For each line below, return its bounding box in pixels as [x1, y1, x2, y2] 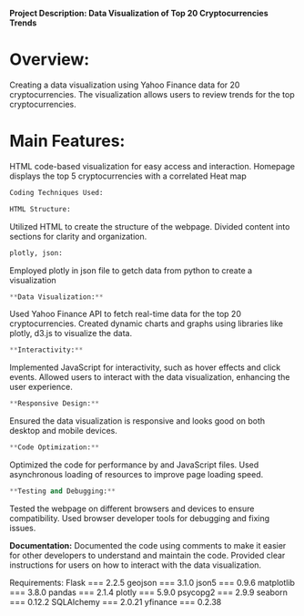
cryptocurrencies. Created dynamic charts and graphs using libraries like [9, 318, 284, 329]
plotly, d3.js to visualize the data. [9, 328, 133, 339]
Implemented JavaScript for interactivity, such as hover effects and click [9, 362, 281, 373]
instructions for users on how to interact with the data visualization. [9, 560, 262, 570]
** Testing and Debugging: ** [9, 487, 117, 496]
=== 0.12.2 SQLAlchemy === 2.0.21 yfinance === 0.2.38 [9, 596, 222, 607]
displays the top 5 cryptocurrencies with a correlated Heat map [9, 170, 248, 181]
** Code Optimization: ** [9, 443, 100, 452]
